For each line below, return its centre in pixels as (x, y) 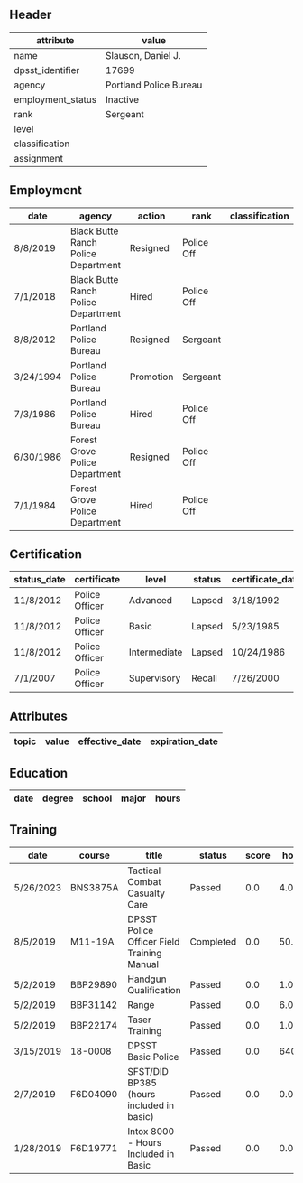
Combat (144, 881)
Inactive (122, 99)
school (97, 798)
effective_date (110, 741)
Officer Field (154, 941)
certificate (97, 580)
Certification (46, 554)
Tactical (144, 871)
